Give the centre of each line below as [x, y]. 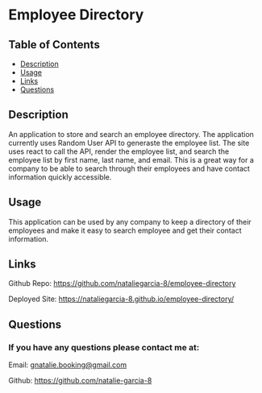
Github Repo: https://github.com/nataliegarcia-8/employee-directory [122, 283]
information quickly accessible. [60, 177]
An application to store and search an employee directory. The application [131, 134]
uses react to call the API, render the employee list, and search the [119, 151]
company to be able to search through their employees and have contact [129, 168]
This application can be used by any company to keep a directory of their [130, 221]
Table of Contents [54, 45]
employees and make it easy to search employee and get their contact [125, 230]
